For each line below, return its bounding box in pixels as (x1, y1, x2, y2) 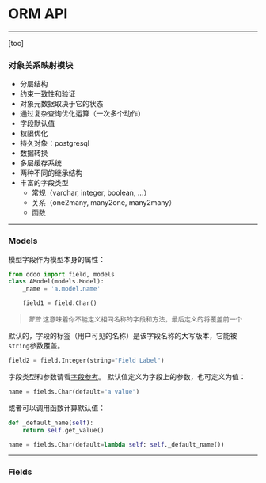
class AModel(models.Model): (8, 278, 104, 286)
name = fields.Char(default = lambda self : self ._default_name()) (8, 440, 225, 448)
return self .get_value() (22, 426, 104, 434)
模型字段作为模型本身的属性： (8, 254, 105, 264)
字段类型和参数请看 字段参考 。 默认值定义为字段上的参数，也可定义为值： (8, 371, 246, 381)
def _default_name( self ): (8, 419, 93, 427)
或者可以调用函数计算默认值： (8, 403, 105, 413)
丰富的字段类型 (19, 178, 69, 188)
